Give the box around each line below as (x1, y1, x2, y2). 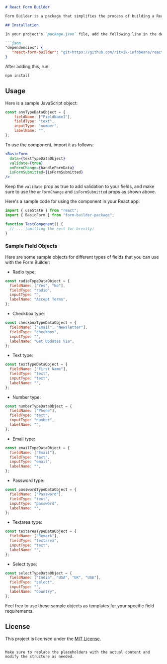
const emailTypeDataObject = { (5, 445, 70, 450)
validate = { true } (9, 161, 43, 166)
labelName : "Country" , (9, 589, 57, 594)
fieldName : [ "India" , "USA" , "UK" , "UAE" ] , (9, 575, 101, 580)
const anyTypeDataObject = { (5, 109, 66, 114)
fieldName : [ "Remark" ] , (9, 534, 59, 539)
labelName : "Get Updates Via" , (9, 339, 75, 344)
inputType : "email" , (9, 459, 52, 465)
